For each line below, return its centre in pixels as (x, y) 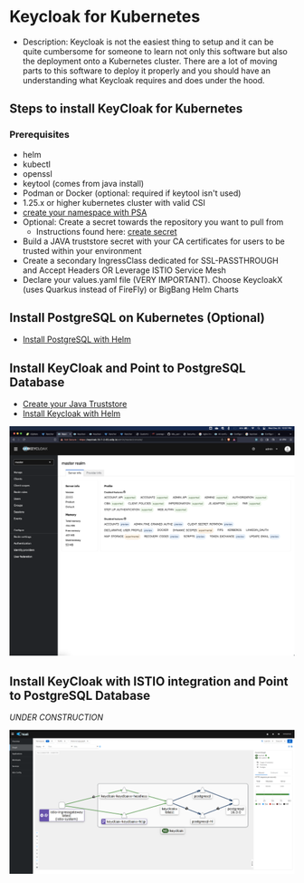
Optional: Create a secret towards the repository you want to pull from (153, 222)
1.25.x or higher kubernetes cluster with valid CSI (114, 202)
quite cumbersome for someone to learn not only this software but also (155, 51)
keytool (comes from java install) (83, 183)
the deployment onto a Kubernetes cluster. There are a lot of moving (150, 61)
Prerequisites (39, 135)
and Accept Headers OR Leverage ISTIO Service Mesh (124, 270)
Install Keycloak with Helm (71, 413)
